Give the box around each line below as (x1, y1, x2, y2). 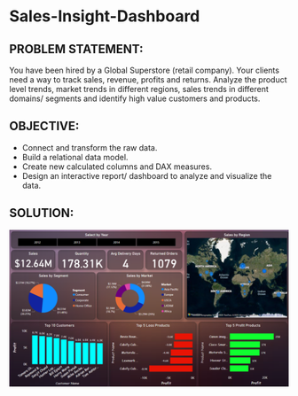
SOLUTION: (9, 206, 74, 221)
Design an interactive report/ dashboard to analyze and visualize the (21, 170, 272, 181)
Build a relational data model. (21, 151, 129, 162)
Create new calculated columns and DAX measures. (21, 161, 213, 172)
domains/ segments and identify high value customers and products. (9, 93, 261, 104)
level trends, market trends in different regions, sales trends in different (9, 84, 269, 94)
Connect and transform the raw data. (21, 142, 158, 152)
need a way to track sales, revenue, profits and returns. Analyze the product (9, 74, 287, 85)
